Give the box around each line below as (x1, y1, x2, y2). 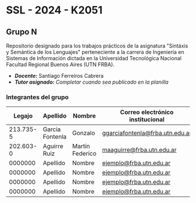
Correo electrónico (120, 108, 174, 116)
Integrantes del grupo (6, 93, 69, 101)
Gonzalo (72, 129, 95, 137)
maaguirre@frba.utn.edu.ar (101, 146, 177, 154)
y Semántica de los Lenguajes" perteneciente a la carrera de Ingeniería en (6, 49, 185, 56)
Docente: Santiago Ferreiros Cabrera (14, 73, 104, 79)
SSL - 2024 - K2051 (6, 4, 103, 17)
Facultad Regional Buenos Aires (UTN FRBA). (6, 61, 115, 68)
